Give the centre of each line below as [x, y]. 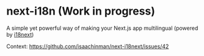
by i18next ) [20, 34]
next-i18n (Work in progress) [81, 11]
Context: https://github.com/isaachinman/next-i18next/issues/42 [88, 46]
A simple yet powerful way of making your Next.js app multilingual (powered [102, 28]
